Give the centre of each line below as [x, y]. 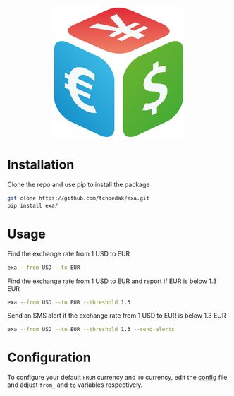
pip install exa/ [33, 205]
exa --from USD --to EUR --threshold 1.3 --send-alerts [91, 330]
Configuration [49, 358]
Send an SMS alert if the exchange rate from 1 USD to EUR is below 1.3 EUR [117, 316]
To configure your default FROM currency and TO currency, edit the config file [117, 378]
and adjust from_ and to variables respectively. [75, 385]
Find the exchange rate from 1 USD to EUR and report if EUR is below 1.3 [112, 281]
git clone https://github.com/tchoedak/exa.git [79, 198]
